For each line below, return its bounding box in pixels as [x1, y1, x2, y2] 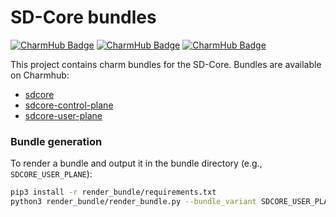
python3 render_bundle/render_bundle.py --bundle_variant [10, 197, 257, 207]
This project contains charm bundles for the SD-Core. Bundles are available [10, 58, 322, 70]
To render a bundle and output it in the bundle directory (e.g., [10, 157, 263, 170]
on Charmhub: [10, 69, 70, 81]
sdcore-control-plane [24, 99, 114, 111]
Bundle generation [10, 134, 103, 148]
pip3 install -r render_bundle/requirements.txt [10, 187, 217, 198]
